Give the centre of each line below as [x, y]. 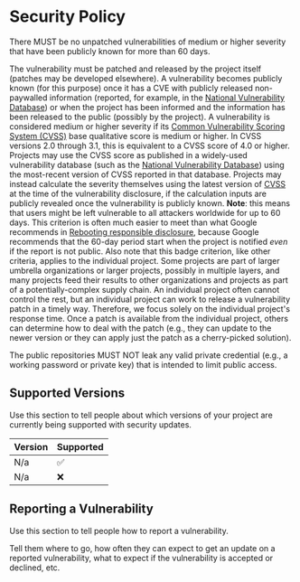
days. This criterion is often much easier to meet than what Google [133, 222]
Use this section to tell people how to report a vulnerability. [119, 530]
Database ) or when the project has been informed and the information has [148, 107]
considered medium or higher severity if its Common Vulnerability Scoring [147, 126]
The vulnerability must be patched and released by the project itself [136, 69]
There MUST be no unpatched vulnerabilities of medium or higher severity [148, 42]
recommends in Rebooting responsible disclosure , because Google [134, 231]
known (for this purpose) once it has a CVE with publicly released [131, 88]
